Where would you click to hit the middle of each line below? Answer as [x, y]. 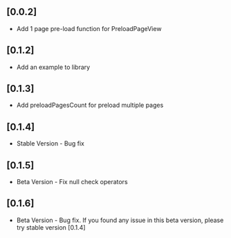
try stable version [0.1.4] [51, 227]
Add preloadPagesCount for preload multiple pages [90, 105]
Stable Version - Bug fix [50, 143]
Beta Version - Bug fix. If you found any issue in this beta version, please [120, 220]
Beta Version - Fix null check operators [72, 182]
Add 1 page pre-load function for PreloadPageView [89, 28]
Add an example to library [53, 67]
